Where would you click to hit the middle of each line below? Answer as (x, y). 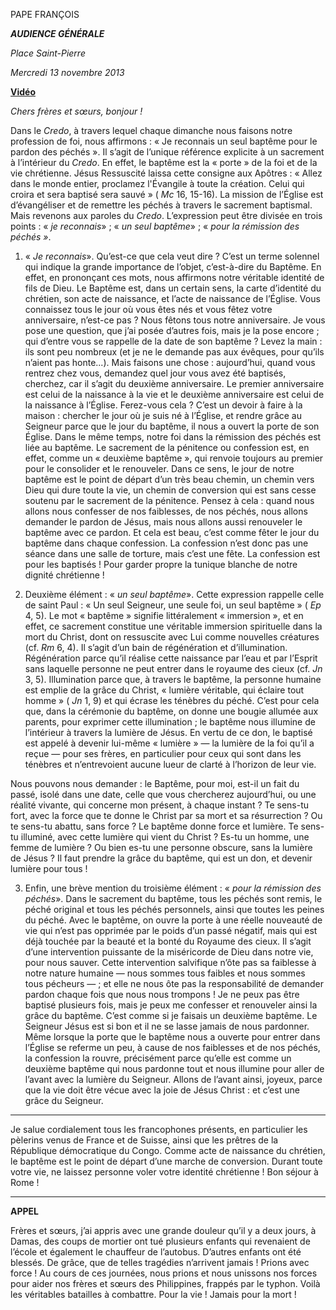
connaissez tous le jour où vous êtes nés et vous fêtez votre (148, 309)
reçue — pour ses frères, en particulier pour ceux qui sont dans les (163, 753)
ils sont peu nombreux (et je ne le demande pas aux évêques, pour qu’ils (174, 352)
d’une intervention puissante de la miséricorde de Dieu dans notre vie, (169, 952)
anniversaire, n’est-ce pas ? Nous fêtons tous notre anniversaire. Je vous (175, 320)
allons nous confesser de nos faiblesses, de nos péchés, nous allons (166, 511)
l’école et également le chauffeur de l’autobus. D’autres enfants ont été (156, 1252)
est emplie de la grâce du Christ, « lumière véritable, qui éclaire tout (164, 690)
